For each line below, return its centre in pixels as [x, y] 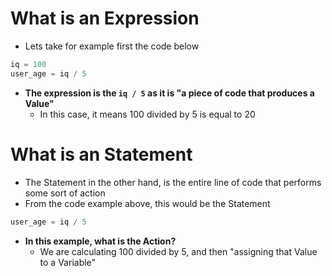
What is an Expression [105, 18]
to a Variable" [68, 262]
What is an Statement [101, 154]
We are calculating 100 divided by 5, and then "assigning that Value [178, 251]
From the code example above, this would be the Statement [147, 203]
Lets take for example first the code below [112, 46]
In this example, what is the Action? [100, 241]
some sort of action [65, 193]
